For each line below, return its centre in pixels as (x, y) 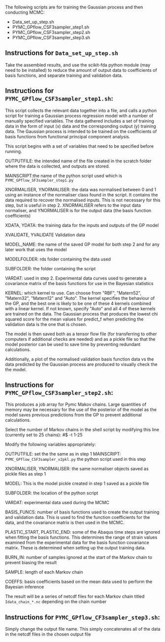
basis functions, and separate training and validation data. (64, 75)
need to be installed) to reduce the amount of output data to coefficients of (81, 70)
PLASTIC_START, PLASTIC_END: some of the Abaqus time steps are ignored (82, 532)
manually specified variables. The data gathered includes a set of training (80, 121)
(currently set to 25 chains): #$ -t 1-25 (44, 435)
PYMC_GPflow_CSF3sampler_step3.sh (51, 37)
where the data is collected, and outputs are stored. (57, 166)
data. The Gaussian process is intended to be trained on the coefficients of (81, 131)
